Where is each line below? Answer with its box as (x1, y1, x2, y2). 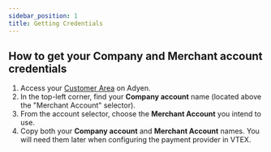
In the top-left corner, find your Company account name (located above (19, 92, 262, 102)
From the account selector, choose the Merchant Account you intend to (19, 109, 262, 119)
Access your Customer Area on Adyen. (19, 83, 151, 93)
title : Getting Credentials (8, 19, 104, 27)
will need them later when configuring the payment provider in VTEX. (19, 135, 252, 145)
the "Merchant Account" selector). (19, 100, 136, 110)
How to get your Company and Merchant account (8, 49, 263, 63)
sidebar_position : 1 (8, 11, 79, 20)
